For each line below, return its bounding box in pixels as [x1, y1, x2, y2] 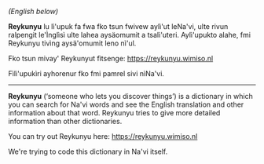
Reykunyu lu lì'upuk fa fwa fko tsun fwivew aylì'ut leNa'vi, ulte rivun [8, 22, 229, 31]
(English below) [8, 7, 59, 16]
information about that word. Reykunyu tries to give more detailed [8, 108, 221, 117]
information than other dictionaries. [8, 117, 123, 126]
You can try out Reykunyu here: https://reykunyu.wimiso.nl [8, 132, 198, 140]
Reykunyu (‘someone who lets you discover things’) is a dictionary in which [8, 92, 253, 100]
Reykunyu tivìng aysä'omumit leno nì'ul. [8, 38, 137, 48]
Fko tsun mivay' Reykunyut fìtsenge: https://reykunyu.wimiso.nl [8, 54, 214, 63]
